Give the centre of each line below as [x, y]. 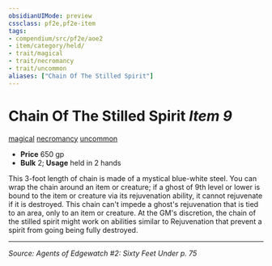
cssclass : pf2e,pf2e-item [52, 23]
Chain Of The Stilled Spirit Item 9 [120, 116]
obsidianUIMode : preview [50, 16]
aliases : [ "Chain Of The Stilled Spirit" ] [81, 76]
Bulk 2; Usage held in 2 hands [70, 163]
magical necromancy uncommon [63, 138]
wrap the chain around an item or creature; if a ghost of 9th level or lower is [134, 187]
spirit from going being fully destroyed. [73, 230]
